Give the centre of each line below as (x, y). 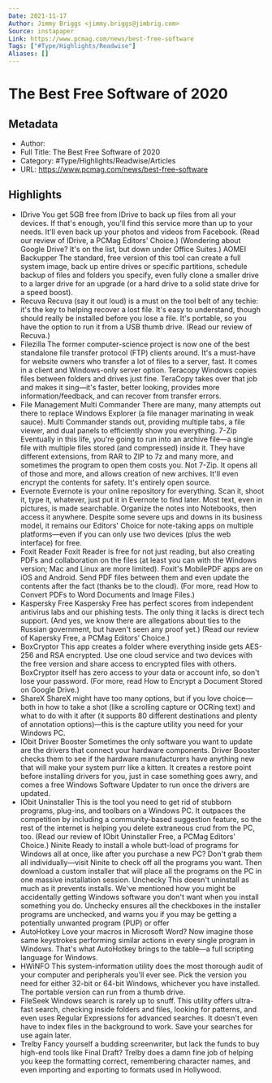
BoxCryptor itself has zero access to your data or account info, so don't (140, 672)
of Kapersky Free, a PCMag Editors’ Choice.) (95, 637)
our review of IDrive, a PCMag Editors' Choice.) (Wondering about (130, 240)
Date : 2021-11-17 (38, 16)
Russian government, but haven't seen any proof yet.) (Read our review (140, 629)
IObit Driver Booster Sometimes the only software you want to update (136, 742)
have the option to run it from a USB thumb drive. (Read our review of (136, 327)
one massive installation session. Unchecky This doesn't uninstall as (134, 880)
